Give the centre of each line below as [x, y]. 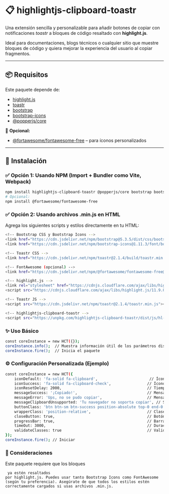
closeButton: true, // [83, 416]
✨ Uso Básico [22, 331]
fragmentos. [18, 54]
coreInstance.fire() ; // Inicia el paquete [53, 351]
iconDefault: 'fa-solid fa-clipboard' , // [84, 379]
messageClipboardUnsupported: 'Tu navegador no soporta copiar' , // [88, 403]
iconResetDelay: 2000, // [83, 388]
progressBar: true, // [83, 421]
